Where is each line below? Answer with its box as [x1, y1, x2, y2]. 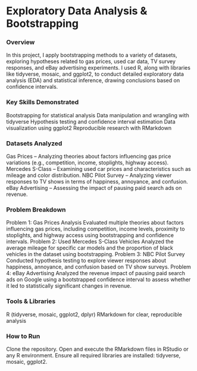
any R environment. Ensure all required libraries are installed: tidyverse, [6, 351, 181, 358]
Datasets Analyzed [6, 139, 62, 147]
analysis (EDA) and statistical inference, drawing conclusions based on [6, 77, 180, 84]
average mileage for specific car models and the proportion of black [6, 244, 174, 251]
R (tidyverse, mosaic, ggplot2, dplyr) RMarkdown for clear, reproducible [6, 311, 183, 318]
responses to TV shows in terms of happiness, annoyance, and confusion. [6, 178, 189, 185]
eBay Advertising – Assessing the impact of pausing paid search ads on [6, 185, 182, 192]
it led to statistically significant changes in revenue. [6, 282, 132, 289]
